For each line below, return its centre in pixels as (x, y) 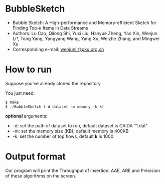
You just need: (20, 93)
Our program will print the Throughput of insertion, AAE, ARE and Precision (83, 170)
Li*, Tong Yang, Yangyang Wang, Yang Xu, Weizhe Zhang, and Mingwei (86, 39)
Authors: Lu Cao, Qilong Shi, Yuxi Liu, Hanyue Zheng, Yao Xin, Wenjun (85, 33)
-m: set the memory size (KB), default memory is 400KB (70, 131)
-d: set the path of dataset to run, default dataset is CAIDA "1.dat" (80, 125)
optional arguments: (26, 116)
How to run (29, 69)
